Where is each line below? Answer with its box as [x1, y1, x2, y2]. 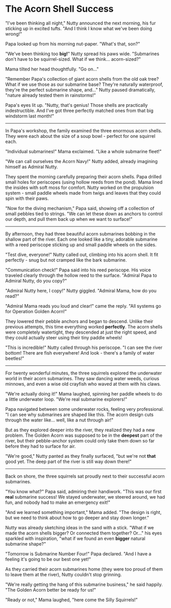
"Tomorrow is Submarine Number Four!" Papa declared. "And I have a [5, 550, 152, 557]
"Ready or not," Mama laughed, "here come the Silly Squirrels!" [5, 596, 138, 603]
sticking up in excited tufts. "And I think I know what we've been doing [5, 25, 153, 31]
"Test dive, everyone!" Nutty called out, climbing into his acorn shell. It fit [5, 251, 159, 258]
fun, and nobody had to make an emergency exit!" [5, 499, 110, 505]
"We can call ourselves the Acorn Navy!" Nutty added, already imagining [5, 158, 158, 164]
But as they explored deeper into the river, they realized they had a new [5, 427, 155, 433]
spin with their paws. [5, 195, 49, 201]
